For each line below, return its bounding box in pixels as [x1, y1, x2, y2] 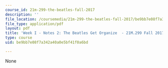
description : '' [5, 12, 39, 17]
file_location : [5, 16, 37, 21]
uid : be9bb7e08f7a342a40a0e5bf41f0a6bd [5, 40, 88, 45]
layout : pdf [5, 26, 30, 31]
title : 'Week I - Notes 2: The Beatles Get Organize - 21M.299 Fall [5, 30, 153, 35]
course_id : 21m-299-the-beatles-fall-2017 [5, 7, 95, 12]
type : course [5, 35, 32, 40]
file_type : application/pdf [5, 21, 64, 26]
